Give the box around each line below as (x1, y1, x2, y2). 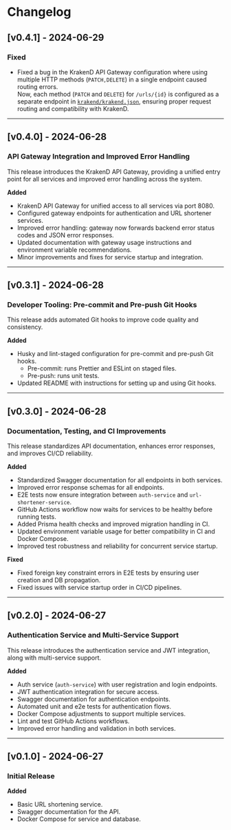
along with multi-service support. (7, 653, 102, 662)
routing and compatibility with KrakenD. (16, 104, 129, 112)
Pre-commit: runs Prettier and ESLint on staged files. (27, 364, 177, 373)
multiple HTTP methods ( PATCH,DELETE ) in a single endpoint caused (16, 75, 208, 83)
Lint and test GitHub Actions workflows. (16, 717, 130, 725)
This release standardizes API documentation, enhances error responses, (7, 442, 215, 450)
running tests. (16, 512, 56, 521)
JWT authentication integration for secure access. (16, 687, 159, 695)
